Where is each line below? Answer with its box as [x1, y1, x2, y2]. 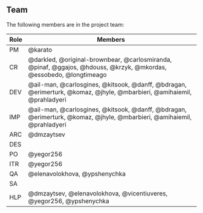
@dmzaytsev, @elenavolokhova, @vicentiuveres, [28, 189, 168, 197]
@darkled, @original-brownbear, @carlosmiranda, [28, 55, 172, 64]
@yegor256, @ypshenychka [28, 197, 110, 205]
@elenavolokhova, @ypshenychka [28, 169, 126, 178]
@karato [28, 45, 53, 54]
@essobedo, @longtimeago [28, 70, 107, 79]
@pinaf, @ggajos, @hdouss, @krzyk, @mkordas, [28, 63, 167, 71]
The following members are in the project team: [6, 21, 124, 28]
